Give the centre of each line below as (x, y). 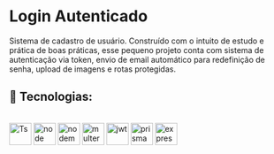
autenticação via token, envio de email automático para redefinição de (137, 59)
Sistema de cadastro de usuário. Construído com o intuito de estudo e (137, 41)
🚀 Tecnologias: (51, 97)
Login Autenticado (79, 16)
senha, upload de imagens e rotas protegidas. (93, 69)
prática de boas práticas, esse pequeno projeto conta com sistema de (137, 50)
